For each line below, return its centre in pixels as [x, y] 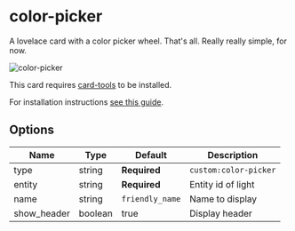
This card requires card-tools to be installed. [91, 84]
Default [151, 155]
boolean [96, 213]
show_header [42, 213]
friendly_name [151, 199]
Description [233, 155]
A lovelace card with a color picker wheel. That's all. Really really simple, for [148, 41]
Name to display [223, 199]
